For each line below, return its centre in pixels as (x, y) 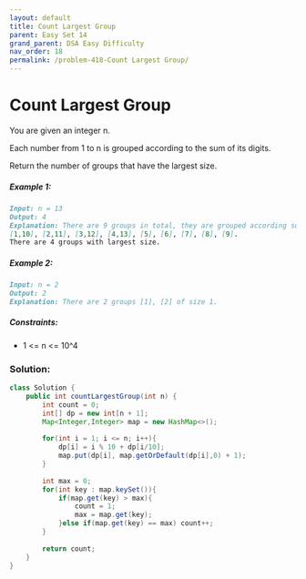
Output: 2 (28, 294)
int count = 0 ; (71, 405)
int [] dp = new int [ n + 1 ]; (95, 413)
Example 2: (31, 263)
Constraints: (34, 322)
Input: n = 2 (34, 285)
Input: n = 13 (36, 208)
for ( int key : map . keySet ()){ (99, 489)
